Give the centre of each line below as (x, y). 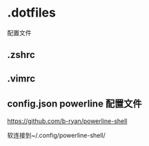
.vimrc (21, 79)
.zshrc (21, 55)
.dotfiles (32, 13)
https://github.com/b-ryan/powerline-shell (67, 121)
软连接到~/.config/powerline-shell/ (56, 135)
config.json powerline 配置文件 (74, 104)
